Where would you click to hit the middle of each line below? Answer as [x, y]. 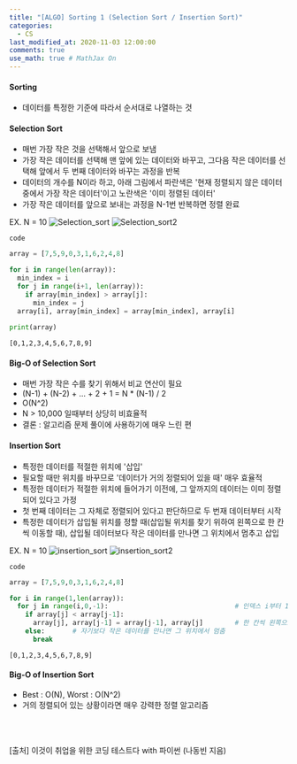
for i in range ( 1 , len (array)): [67, 598]
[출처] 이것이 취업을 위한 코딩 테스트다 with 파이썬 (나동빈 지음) [118, 751]
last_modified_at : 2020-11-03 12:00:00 [83, 42]
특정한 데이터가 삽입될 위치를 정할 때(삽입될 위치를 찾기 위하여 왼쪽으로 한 [148, 521]
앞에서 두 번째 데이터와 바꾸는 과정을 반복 [109, 171]
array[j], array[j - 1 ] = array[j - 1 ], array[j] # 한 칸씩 [148, 623]
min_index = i [43, 278]
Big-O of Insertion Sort [52, 675]
